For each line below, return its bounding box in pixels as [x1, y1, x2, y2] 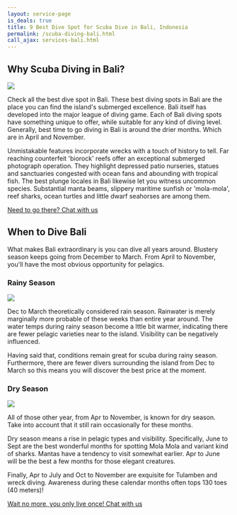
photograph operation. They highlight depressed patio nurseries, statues [7, 161, 219, 170]
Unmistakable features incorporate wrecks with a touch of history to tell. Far [7, 146, 229, 155]
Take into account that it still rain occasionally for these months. [7, 421, 193, 429]
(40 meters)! [7, 486, 44, 494]
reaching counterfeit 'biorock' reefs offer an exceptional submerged [7, 154, 205, 162]
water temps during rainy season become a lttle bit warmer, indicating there [7, 322, 229, 331]
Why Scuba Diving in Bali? [7, 63, 125, 75]
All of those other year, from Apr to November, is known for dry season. [7, 413, 216, 422]
